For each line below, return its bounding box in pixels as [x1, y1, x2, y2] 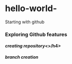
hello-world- [5, 3, 57, 14]
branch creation [5, 54, 38, 60]
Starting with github [5, 19, 45, 25]
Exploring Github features [5, 31, 67, 38]
